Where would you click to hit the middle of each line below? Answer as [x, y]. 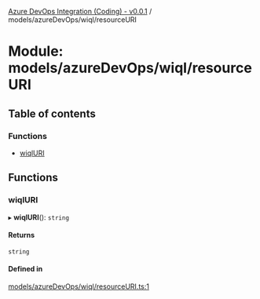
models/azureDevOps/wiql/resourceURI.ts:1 [79, 286]
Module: [36, 51]
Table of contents [52, 113]
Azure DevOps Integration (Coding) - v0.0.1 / [80, 11]
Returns [22, 235]
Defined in [26, 269]
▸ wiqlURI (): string [38, 217]
